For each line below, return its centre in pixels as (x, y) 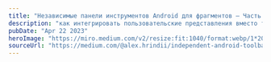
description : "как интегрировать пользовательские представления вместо (133, 23)
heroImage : (27, 38)
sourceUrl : (27, 46)
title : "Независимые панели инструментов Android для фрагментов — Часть (135, 16)
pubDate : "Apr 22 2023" (48, 31)
